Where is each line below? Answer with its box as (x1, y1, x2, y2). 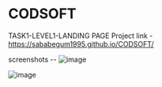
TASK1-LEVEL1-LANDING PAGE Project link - (8, 31, 153, 40)
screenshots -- (8, 55, 57, 64)
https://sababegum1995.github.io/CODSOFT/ (8, 39, 154, 48)
